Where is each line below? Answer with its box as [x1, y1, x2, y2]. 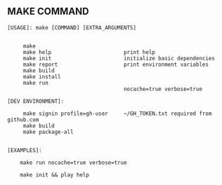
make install [22, 73, 61, 80]
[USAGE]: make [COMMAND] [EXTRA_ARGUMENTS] [7, 24, 137, 31]
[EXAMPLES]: [7, 146, 42, 153]
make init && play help [20, 171, 90, 178]
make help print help [22, 48, 156, 55]
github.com [7, 116, 39, 123]
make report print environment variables [22, 61, 209, 68]
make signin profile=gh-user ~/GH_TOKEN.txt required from [22, 110, 212, 117]
